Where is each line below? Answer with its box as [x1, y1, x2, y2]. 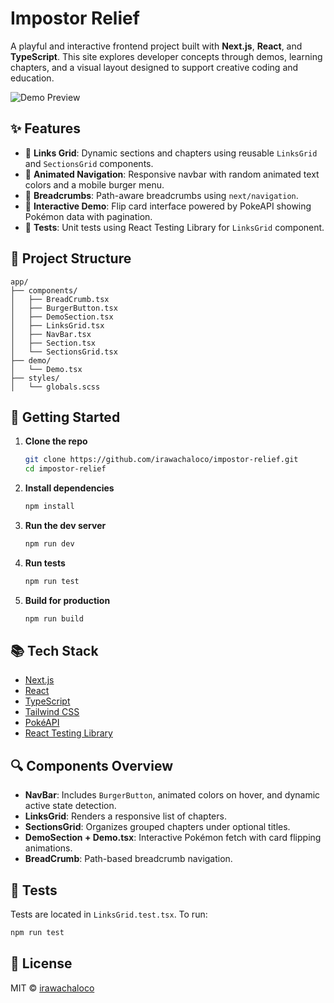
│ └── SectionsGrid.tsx [10, 347, 118, 357]
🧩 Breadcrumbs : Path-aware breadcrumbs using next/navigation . [24, 189, 299, 201]
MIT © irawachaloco [10, 982, 95, 994]
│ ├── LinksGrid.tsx [10, 320, 105, 331]
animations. [24, 842, 73, 854]
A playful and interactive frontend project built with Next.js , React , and [10, 40, 303, 52]
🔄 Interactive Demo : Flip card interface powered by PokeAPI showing [24, 200, 312, 212]
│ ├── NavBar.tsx [10, 329, 92, 339]
